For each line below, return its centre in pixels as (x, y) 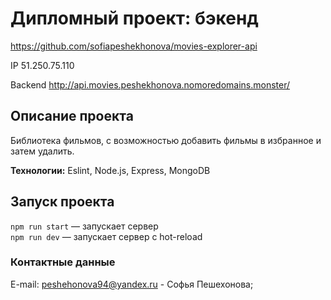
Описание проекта (72, 116)
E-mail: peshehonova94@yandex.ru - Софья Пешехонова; (132, 284)
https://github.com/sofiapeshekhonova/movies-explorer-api (134, 46)
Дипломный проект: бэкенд (134, 18)
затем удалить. (42, 151)
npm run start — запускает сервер (84, 226)
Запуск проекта (62, 202)
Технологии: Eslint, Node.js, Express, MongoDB (110, 170)
